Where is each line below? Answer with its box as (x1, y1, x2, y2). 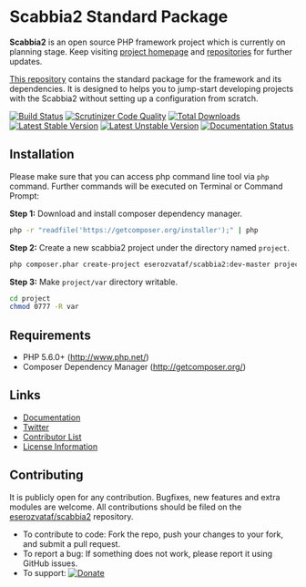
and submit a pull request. (22, 538, 121, 549)
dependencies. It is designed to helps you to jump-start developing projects (9, 83, 294, 94)
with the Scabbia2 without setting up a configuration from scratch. (9, 93, 259, 104)
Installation (9, 147, 75, 162)
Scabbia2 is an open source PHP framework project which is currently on (9, 36, 286, 47)
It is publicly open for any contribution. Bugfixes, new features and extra (9, 491, 280, 502)
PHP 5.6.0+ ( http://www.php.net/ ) (22, 352, 149, 363)
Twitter (22, 421, 50, 432)
